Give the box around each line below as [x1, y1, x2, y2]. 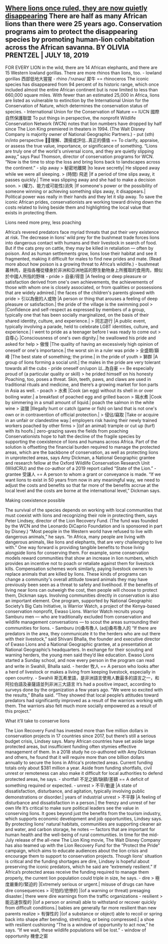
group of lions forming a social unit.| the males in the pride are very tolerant [5, 359, 161, 365]
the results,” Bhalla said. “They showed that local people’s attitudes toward [5, 692, 159, 698]
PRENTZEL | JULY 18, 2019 [5, 51, 89, 60]
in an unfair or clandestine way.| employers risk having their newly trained [5, 417, 157, 423]
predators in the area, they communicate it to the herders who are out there [5, 630, 161, 636]
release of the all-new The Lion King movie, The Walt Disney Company [14, 837, 161, 843]
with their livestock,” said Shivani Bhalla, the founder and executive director [5, 636, 160, 642]
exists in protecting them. [5, 209, 57, 215]
